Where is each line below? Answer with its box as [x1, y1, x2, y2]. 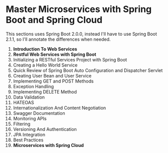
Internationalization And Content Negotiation [13, 105, 106, 111]
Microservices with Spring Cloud [13, 142, 84, 148]
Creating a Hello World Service [13, 62, 78, 68]
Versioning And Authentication [13, 126, 77, 132]
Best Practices [13, 137, 44, 143]
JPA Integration [13, 131, 46, 137]
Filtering [13, 121, 31, 127]
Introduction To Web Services [13, 46, 77, 52]
